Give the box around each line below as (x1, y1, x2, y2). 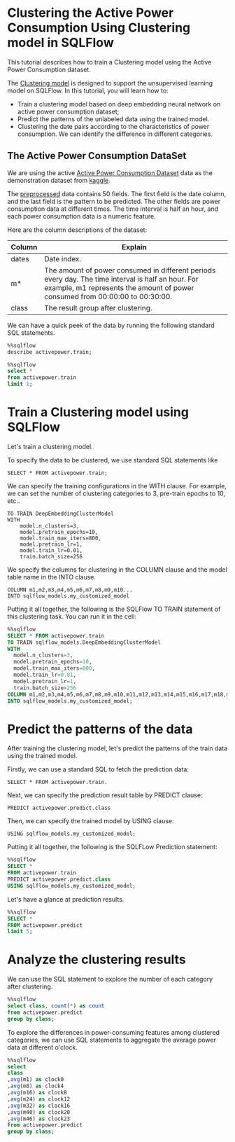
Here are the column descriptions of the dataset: (7, 226, 148, 234)
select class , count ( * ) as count (7, 1003, 105, 1010)
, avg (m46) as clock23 (7, 1115, 71, 1122)
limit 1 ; (7, 380, 33, 388)
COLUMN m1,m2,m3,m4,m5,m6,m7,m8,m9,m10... (7, 586, 133, 593)
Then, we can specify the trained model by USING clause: (7, 817, 174, 825)
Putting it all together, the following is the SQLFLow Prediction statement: (7, 843, 218, 851)
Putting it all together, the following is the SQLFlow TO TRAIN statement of (7, 605, 221, 613)
